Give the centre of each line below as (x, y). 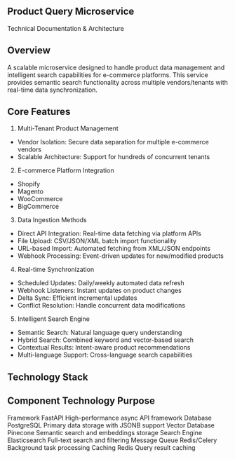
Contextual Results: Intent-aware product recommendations (104, 348)
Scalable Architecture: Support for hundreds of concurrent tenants (114, 157)
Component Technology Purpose (81, 401)
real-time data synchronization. (53, 90)
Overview (29, 51)
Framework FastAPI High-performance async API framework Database (109, 418)
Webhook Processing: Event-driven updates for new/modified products (121, 256)
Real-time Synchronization (56, 270)
